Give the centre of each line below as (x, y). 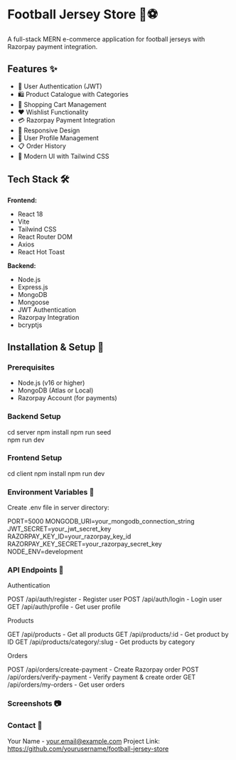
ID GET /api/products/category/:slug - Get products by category (101, 642)
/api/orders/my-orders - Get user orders (66, 684)
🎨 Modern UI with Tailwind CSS (63, 156)
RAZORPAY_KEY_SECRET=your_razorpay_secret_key (85, 544)
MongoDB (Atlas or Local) (55, 390)
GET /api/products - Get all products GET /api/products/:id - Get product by (118, 635)
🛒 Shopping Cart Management (62, 104)
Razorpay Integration (48, 317)
